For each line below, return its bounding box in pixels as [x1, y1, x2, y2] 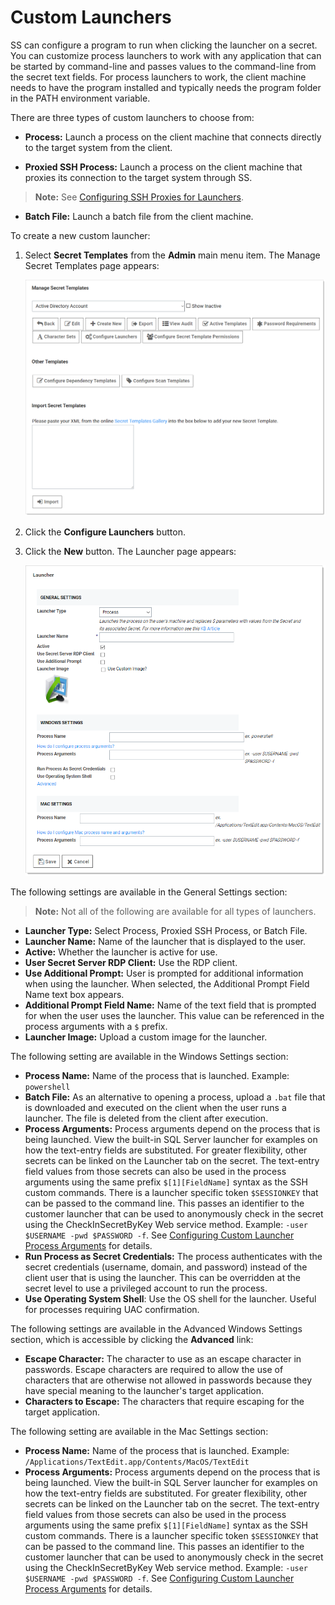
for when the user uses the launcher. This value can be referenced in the [24, 1009, 325, 1021]
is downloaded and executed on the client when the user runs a [24, 1101, 287, 1113]
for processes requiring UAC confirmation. [24, 1303, 200, 1315]
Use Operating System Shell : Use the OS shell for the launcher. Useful [24, 1292, 317, 1305]
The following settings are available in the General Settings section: [10, 886, 288, 898]
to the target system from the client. [24, 141, 173, 153]
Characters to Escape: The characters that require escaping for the [24, 1395, 305, 1407]
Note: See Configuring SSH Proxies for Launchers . [34, 191, 244, 203]
